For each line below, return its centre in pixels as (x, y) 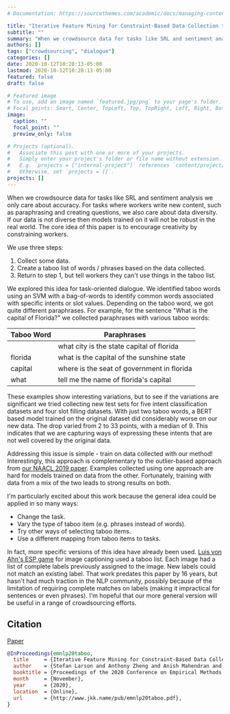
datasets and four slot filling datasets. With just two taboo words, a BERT (110, 411)
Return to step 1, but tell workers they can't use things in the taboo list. (116, 275)
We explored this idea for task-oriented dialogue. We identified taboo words (114, 288)
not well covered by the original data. (59, 440)
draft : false (26, 83)
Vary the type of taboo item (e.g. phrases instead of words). (101, 524)
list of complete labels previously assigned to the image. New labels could (112, 566)
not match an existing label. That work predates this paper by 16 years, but (112, 573)
